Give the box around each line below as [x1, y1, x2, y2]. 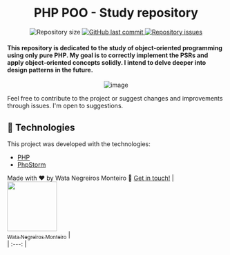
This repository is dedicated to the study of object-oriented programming [7, 43, 223, 52]
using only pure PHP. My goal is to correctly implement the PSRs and [7, 51, 209, 59]
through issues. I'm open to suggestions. [7, 101, 124, 110]
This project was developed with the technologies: [7, 139, 151, 148]
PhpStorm [17, 160, 46, 169]
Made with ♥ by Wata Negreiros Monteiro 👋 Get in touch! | [7, 174, 174, 182]
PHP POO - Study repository [33, 5, 199, 21]
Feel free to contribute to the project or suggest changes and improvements [7, 94, 223, 103]
